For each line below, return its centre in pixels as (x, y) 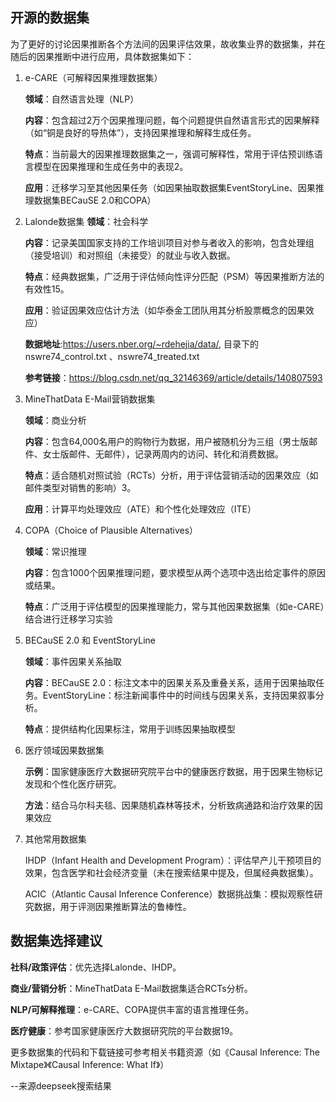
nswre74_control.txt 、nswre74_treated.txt (112, 356)
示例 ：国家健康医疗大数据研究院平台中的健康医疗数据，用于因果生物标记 (173, 771)
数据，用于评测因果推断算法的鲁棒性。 (112, 906)
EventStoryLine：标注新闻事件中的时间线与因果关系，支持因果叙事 (179, 695)
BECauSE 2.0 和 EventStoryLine (90, 640)
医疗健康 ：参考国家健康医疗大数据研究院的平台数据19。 (124, 1030)
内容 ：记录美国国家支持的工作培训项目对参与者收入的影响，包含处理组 (169, 242)
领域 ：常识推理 (55, 551)
